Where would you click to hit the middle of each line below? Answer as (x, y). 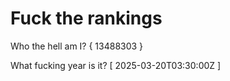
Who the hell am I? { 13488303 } (77, 46)
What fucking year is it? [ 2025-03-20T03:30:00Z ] (116, 65)
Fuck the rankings (86, 18)
